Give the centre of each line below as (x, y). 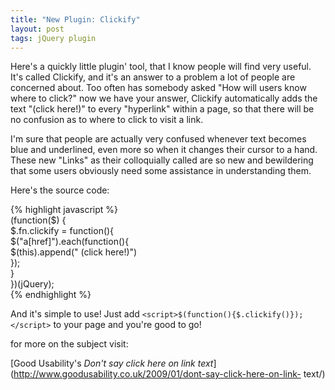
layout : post (37, 29)
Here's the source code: (60, 190)
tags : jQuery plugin (53, 38)
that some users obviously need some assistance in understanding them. (161, 171)
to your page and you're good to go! (127, 325)
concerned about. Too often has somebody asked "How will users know (158, 88)
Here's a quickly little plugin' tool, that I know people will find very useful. (161, 67)
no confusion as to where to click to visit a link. (107, 120)
